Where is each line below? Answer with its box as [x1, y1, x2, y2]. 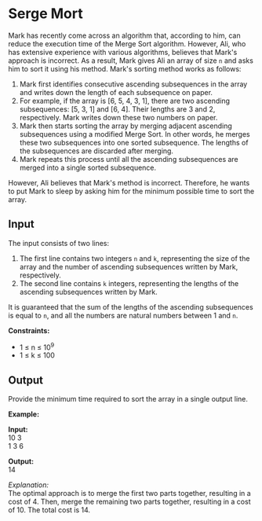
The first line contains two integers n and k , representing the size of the [19, 253, 250, 263]
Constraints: [8, 325, 50, 335]
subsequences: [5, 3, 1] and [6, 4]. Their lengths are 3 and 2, [19, 104, 216, 114]
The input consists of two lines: [8, 238, 110, 248]
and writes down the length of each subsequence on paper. [19, 87, 213, 97]
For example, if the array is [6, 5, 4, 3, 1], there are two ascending [19, 96, 230, 105]
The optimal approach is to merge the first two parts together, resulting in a [8, 489, 251, 498]
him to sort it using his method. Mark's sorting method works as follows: [8, 64, 242, 73]
